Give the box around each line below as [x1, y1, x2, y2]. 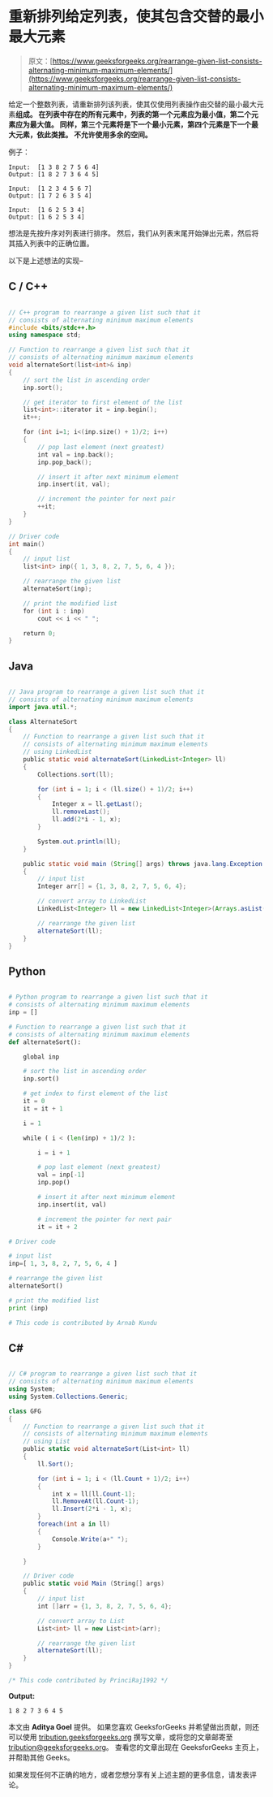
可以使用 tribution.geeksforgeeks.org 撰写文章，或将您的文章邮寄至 [8, 1732, 233, 1742]
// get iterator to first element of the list [23, 398, 183, 406]
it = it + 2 [37, 1223, 79, 1231]
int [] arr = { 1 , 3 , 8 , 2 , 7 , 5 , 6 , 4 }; [37, 1602, 173, 1610]
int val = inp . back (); [37, 450, 114, 459]
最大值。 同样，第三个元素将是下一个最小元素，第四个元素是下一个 [29, 119, 252, 129]
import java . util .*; [8, 703, 79, 711]
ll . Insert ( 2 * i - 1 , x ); [51, 1505, 132, 1513]
